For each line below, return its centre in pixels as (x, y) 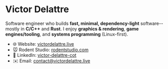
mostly (12, 28)
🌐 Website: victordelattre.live (43, 44)
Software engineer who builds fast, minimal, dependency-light (72, 23)
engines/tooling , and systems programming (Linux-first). (67, 34)
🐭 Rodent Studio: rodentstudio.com (50, 50)
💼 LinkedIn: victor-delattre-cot (45, 55)
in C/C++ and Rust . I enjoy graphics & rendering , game (80, 28)
